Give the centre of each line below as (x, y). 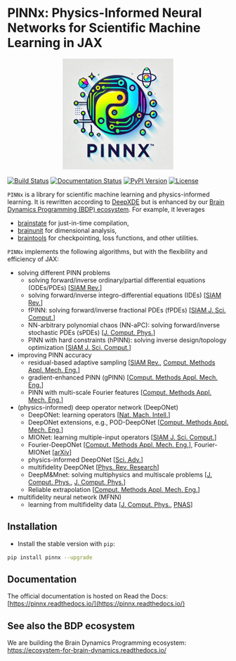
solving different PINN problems (64, 272)
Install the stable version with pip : (66, 543)
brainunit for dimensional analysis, (67, 230)
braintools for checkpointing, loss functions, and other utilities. (108, 238)
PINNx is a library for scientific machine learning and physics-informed (109, 194)
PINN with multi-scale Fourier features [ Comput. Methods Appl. (120, 392)
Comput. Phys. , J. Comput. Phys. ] (77, 482)
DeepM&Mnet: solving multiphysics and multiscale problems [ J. (120, 474)
